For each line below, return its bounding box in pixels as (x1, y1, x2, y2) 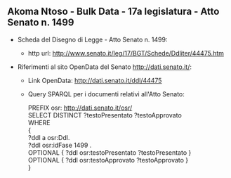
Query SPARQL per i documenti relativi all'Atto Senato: (27, 89, 185, 98)
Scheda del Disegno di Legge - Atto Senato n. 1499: (17, 35, 168, 44)
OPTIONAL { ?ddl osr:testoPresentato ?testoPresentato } (27, 148, 192, 157)
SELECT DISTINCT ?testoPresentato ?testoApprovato (27, 110, 183, 119)
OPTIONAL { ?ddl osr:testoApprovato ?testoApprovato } (27, 155, 189, 164)
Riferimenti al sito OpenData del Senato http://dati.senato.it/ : (17, 63, 192, 71)
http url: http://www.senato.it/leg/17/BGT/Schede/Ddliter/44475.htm (27, 49, 225, 57)
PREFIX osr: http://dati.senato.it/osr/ (27, 103, 133, 112)
